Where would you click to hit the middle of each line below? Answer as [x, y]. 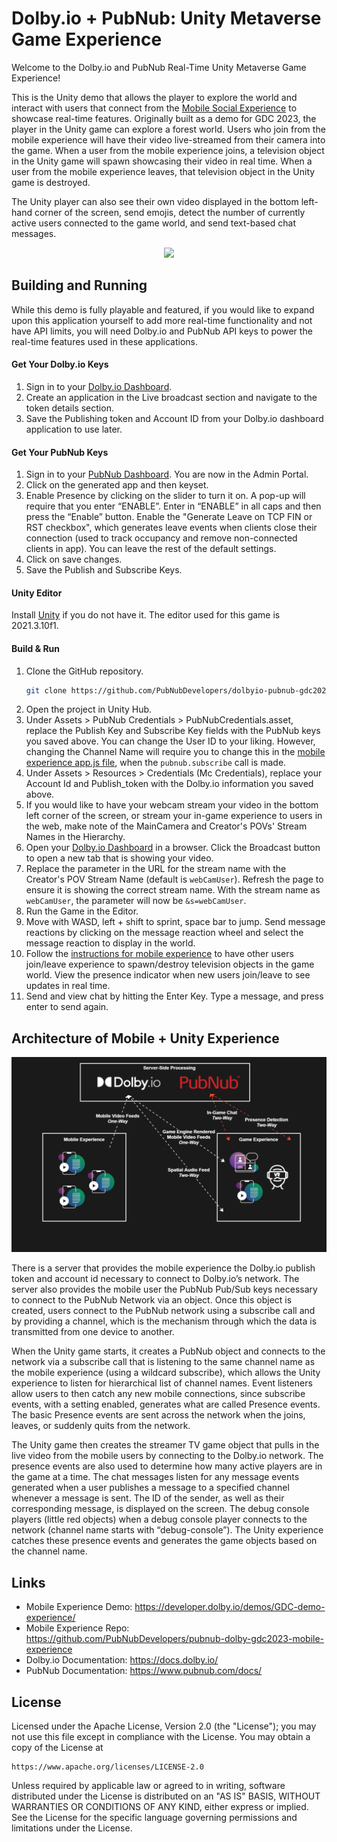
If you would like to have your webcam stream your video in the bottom [172, 805]
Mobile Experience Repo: [77, 1628]
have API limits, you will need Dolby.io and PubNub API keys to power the [162, 331]
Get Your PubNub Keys [60, 452]
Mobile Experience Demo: [79, 1607]
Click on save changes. [74, 559]
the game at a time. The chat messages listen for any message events [155, 1477]
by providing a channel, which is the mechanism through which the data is [164, 1321]
